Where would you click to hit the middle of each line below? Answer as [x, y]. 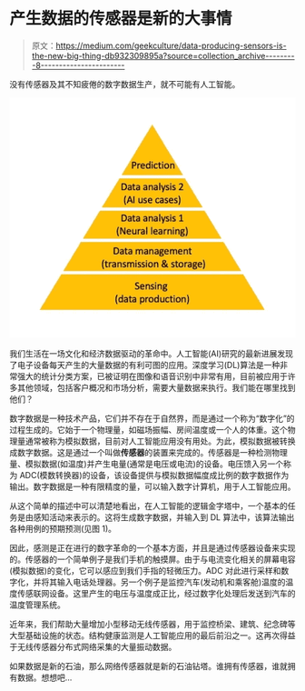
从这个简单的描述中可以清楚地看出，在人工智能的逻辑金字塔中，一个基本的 [148, 506]
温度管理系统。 [37, 605]
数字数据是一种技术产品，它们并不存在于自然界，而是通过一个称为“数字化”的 [152, 418]
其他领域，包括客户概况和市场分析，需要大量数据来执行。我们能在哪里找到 [156, 388]
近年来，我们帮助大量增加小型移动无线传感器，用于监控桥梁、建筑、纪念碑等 [152, 625]
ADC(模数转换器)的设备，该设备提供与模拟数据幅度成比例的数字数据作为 [154, 476]
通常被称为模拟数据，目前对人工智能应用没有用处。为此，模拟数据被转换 [160, 441]
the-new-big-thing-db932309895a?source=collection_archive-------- [163, 55]
